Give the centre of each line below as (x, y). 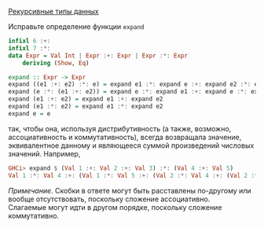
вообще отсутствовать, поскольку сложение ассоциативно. (109, 199)
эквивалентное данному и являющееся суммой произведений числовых (131, 145)
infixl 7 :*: (29, 48)
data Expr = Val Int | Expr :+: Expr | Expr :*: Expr (98, 55)
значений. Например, (44, 153)
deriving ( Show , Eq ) (56, 63)
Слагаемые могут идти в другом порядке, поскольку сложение (115, 207)
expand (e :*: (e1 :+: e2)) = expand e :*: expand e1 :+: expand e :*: (128, 92)
